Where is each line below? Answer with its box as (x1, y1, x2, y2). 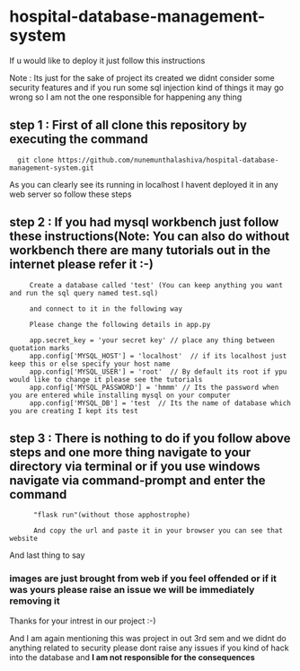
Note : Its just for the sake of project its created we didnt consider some (9, 72, 276, 83)
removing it (9, 595, 60, 607)
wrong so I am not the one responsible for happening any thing (9, 92, 243, 102)
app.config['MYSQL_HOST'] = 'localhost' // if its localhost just (29, 351, 287, 360)
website (9, 534, 39, 543)
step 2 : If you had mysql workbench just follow (9, 215, 279, 230)
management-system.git (9, 163, 94, 172)
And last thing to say (9, 550, 85, 561)
